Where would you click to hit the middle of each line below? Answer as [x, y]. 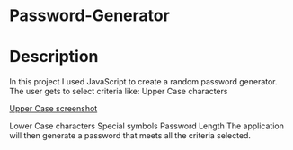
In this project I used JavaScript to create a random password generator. [143, 82]
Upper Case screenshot [53, 109]
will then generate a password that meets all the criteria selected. [130, 136]
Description [54, 57]
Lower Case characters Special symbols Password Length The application [147, 126]
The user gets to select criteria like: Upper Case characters [119, 92]
